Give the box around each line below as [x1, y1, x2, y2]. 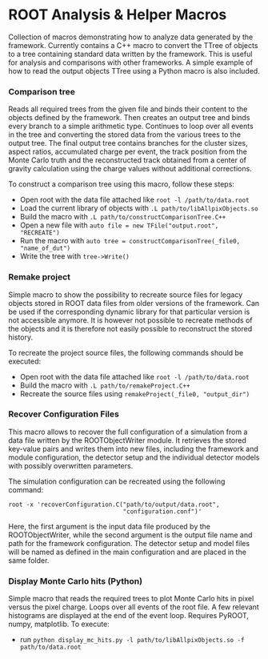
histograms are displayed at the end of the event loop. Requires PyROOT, [8, 611, 250, 621]
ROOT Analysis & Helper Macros [8, 6, 227, 24]
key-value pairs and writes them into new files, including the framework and [8, 444, 258, 453]
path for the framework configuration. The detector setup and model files [8, 538, 250, 548]
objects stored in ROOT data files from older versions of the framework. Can [8, 298, 260, 307]
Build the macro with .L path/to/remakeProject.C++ [19, 380, 190, 390]
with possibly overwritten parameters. [8, 460, 134, 470]
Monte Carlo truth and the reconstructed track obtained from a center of [8, 155, 246, 165]
